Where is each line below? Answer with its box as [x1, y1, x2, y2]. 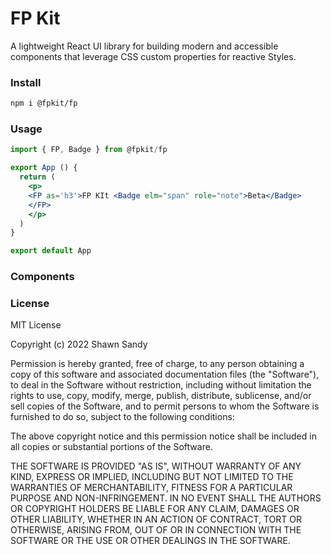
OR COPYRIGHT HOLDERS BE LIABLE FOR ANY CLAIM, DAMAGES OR [10, 503, 300, 515]
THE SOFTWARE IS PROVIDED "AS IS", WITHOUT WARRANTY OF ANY [10, 460, 302, 472]
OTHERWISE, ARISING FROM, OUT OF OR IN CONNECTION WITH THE [10, 524, 302, 536]
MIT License [10, 319, 62, 331]
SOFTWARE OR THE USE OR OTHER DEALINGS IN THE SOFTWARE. [10, 535, 291, 547]
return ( [19, 172, 56, 182]
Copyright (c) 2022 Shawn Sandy [10, 338, 148, 351]
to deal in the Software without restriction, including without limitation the [10, 379, 312, 391]
